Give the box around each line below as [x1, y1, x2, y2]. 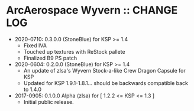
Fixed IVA [23, 42, 47, 49]
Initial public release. [23, 98, 74, 105]
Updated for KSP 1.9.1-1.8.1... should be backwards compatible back [23, 79, 188, 86]
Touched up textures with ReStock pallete [23, 48, 125, 55]
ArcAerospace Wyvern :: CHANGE [6, 4, 178, 17]
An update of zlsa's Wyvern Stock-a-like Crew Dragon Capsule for [23, 67, 186, 74]
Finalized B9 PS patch [23, 54, 77, 61]
